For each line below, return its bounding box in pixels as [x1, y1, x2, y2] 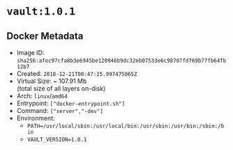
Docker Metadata [6, 30, 84, 42]
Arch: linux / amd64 [16, 92, 68, 100]
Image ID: [16, 49, 45, 57]
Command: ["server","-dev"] [16, 107, 104, 114]
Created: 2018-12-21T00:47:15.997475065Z [16, 70, 137, 77]
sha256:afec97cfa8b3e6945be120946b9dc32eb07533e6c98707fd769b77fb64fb [16, 57, 227, 64]
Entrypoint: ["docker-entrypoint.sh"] [16, 99, 126, 107]
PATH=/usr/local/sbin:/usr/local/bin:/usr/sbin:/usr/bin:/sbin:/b [27, 123, 225, 130]
